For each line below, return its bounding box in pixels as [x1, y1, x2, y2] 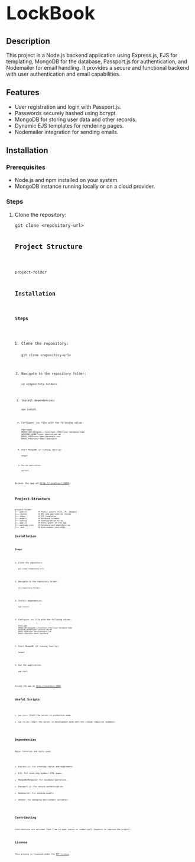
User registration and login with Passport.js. [14, 103, 122, 110]
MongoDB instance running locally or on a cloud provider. [14, 183, 155, 190]
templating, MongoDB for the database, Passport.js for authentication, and [6, 58, 187, 65]
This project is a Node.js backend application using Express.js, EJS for [6, 51, 178, 58]
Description [6, 36, 50, 46]
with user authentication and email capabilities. [6, 70, 121, 77]
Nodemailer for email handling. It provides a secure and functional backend [6, 64, 190, 71]
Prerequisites [6, 163, 45, 171]
